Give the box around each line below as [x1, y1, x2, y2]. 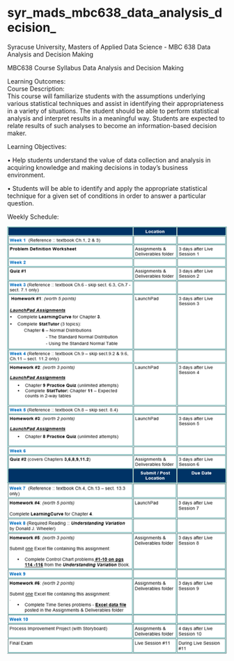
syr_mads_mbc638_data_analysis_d [7, 5, 223, 21]
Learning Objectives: [7, 142, 68, 150]
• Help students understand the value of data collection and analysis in [7, 155, 211, 164]
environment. [7, 171, 45, 179]
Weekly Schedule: [7, 212, 59, 221]
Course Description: [7, 84, 65, 93]
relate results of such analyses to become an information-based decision [7, 121, 217, 130]
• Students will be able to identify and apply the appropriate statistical [7, 184, 208, 192]
